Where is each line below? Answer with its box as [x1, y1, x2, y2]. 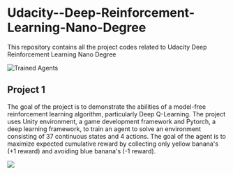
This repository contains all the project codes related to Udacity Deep [7, 43, 207, 51]
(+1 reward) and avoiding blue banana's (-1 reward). [7, 146, 156, 155]
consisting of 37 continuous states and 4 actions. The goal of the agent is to [7, 132, 227, 140]
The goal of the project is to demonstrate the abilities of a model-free [7, 102, 206, 111]
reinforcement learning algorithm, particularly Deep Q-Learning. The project [7, 109, 226, 118]
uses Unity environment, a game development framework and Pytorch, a [7, 117, 216, 125]
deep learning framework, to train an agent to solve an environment [7, 124, 201, 133]
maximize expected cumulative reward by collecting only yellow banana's [7, 139, 218, 148]
